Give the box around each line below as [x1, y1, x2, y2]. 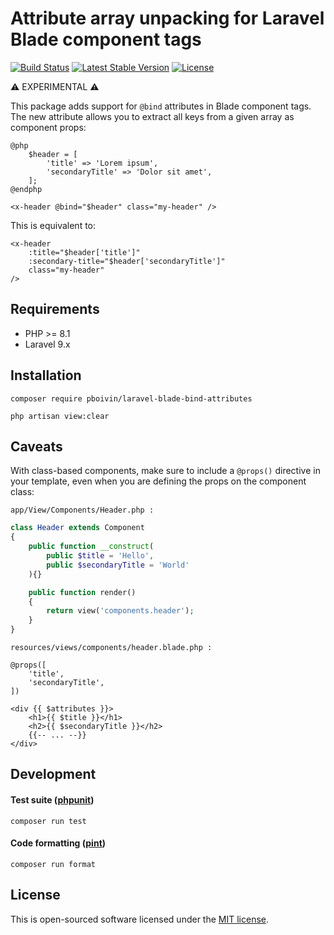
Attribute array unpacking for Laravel [10, 7, 325, 30]
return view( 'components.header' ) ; [46, 606, 195, 616]
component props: [10, 121, 87, 133]
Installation [10, 367, 82, 384]
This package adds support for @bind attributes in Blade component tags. [10, 100, 312, 112]
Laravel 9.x [24, 338, 71, 350]
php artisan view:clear [10, 411, 110, 421]
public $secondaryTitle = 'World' [46, 560, 190, 570]
